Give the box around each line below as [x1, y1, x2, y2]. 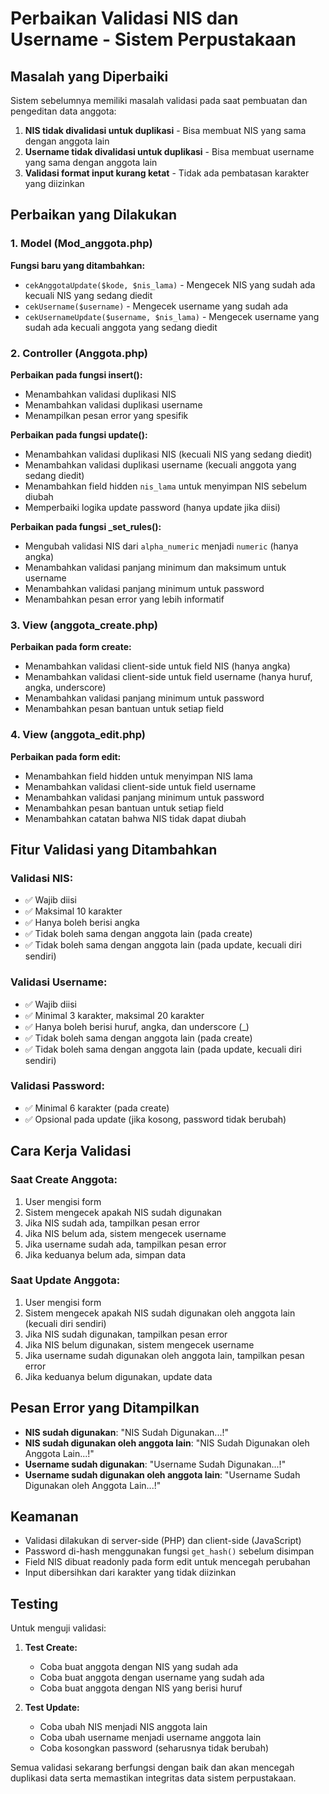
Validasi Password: [10, 1079, 105, 1093]
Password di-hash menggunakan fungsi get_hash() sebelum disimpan [24, 1545, 315, 1557]
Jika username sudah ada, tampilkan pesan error [24, 1238, 227, 1250]
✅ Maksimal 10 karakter [24, 905, 123, 917]
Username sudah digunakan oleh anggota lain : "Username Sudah [24, 1468, 301, 1481]
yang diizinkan [24, 178, 85, 189]
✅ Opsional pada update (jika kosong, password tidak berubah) [24, 1113, 287, 1125]
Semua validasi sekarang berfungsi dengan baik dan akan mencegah [10, 1762, 295, 1774]
